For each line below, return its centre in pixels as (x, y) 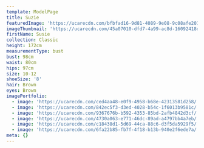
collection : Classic (32, 40)
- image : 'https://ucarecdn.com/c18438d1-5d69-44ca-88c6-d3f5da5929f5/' (106, 124)
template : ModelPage (32, 12)
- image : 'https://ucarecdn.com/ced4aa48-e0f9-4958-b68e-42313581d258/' (106, 101)
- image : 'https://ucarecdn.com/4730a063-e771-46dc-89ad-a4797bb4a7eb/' (106, 118)
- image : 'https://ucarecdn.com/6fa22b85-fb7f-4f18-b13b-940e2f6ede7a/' (106, 130)
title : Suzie (23, 18)
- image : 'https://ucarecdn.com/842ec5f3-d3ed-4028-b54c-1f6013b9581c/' (106, 107)
